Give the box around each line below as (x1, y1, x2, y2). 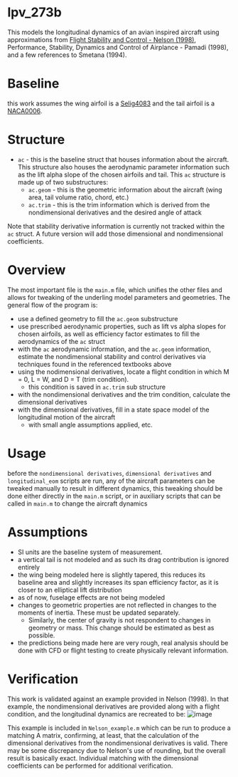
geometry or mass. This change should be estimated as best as (28, 623, 215, 632)
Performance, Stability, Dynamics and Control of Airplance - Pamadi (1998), (7, 43, 229, 51)
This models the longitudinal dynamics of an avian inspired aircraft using (7, 28, 220, 36)
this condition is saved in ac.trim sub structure (28, 382, 166, 391)
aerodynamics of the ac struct (17, 337, 105, 345)
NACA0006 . (7, 106, 43, 115)
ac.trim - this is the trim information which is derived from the (28, 200, 210, 209)
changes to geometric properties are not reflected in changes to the (17, 600, 217, 609)
